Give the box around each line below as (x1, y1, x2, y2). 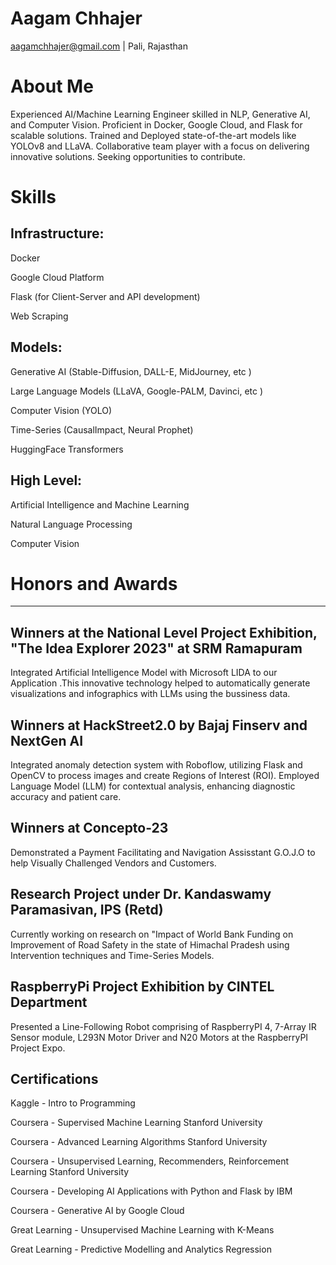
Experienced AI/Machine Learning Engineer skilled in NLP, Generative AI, (10, 108, 311, 120)
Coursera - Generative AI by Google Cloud (10, 1205, 185, 1217)
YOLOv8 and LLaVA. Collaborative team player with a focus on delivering (10, 140, 310, 152)
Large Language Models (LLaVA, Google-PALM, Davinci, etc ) (10, 385, 264, 397)
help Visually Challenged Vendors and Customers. (10, 857, 217, 869)
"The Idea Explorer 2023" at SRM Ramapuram (10, 640, 303, 657)
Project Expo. (10, 1042, 66, 1054)
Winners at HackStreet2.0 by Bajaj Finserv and (10, 717, 308, 734)
